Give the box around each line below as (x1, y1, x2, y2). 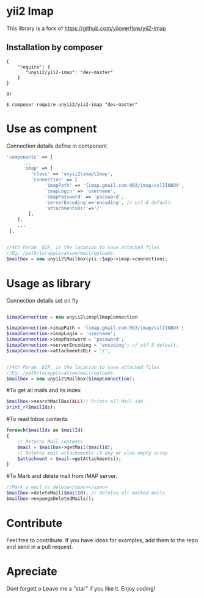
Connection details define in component (6, 142, 107, 149)
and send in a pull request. (6, 543, 73, 550)
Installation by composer (6, 42, 103, 53)
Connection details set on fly (6, 297, 79, 304)
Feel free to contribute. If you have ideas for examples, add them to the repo (6, 536, 199, 543)
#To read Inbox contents (6, 415, 68, 423)
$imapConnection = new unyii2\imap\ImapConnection (6, 314, 138, 320)
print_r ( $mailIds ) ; (6, 404, 56, 411)
